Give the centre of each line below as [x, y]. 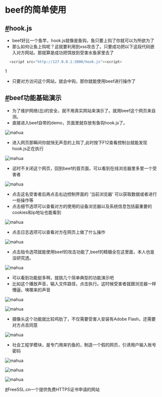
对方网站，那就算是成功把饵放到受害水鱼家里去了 [65, 52]
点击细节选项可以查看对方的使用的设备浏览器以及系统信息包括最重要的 [82, 206]
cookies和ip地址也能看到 [37, 212]
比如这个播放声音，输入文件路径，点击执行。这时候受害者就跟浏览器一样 [84, 284]
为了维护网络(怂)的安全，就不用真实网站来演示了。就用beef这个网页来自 [84, 110]
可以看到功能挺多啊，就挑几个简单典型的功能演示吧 [63, 277]
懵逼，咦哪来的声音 [31, 290]
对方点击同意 [25, 325]
